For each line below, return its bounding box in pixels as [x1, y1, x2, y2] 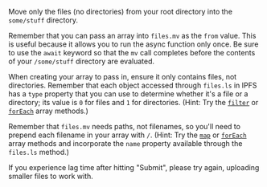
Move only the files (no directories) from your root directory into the [8, 7, 233, 16]
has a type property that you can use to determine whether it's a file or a [8, 89, 249, 99]
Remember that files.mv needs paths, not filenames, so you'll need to [8, 122, 241, 131]
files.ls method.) [8, 148, 70, 157]
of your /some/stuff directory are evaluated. [8, 56, 155, 66]
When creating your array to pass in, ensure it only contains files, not [8, 72, 237, 81]
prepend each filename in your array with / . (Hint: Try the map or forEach [8, 130, 247, 140]
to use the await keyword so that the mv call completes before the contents [8, 48, 256, 57]
